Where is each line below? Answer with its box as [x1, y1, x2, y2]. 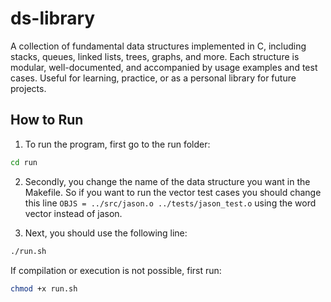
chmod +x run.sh [10, 283, 78, 294]
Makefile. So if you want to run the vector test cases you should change [24, 186, 322, 198]
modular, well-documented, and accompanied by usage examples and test [10, 61, 318, 73]
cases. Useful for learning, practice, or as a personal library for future [10, 72, 297, 84]
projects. [10, 82, 47, 94]
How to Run [10, 112, 84, 129]
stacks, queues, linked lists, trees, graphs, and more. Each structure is [10, 50, 300, 62]
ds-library [10, 7, 96, 30]
